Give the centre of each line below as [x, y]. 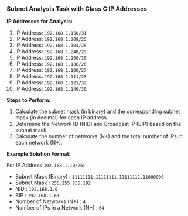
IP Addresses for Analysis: [40, 22]
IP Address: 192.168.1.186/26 [51, 64]
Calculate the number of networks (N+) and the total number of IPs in [99, 136]
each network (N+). [39, 143]
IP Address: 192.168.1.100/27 [51, 70]
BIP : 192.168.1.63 [37, 196]
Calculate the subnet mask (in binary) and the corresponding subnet [98, 112]
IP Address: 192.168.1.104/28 [51, 45]
